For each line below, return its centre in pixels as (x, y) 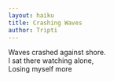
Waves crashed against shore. (57, 53)
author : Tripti (33, 30)
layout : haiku (31, 15)
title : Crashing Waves (45, 23)
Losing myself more (40, 69)
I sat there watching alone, (51, 61)
